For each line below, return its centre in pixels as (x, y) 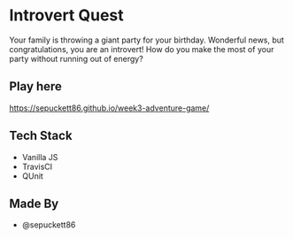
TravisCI (37, 166)
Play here (35, 86)
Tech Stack (41, 136)
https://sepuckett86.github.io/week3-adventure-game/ (109, 108)
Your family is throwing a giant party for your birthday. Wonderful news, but (147, 40)
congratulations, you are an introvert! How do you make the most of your (142, 49)
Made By (34, 203)
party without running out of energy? (76, 58)
